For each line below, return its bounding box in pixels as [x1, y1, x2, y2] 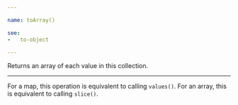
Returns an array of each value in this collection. [7, 62, 149, 70]
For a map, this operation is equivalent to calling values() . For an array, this [7, 82, 227, 91]
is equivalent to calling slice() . [7, 89, 99, 98]
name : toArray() [7, 16, 55, 23]
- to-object [7, 36, 50, 43]
